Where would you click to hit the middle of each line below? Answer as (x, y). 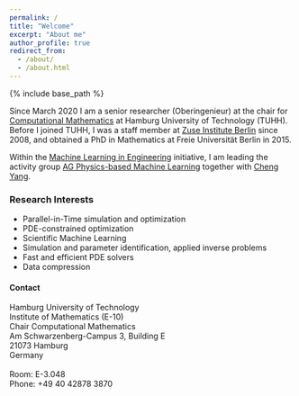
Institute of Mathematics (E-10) (67, 317)
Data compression (56, 267)
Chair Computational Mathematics (73, 327)
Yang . (20, 175)
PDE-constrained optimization (78, 229)
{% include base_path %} (57, 93)
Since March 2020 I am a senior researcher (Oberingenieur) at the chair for (149, 111)
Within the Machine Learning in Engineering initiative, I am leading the (139, 157)
